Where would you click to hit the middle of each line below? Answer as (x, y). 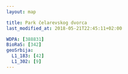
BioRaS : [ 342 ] (24, 45)
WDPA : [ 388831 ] (25, 39)
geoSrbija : (20, 51)
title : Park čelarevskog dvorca (47, 23)
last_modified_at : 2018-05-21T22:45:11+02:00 (64, 28)
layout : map (21, 12)
